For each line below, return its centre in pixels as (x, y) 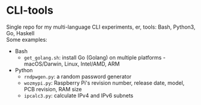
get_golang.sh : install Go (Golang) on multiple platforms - (95, 57)
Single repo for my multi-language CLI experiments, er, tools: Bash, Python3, (101, 27)
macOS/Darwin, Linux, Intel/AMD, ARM (72, 64)
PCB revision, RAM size (53, 89)
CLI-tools (30, 10)
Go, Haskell (20, 33)
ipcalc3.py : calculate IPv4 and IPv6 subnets (79, 95)
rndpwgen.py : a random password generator (78, 76)
